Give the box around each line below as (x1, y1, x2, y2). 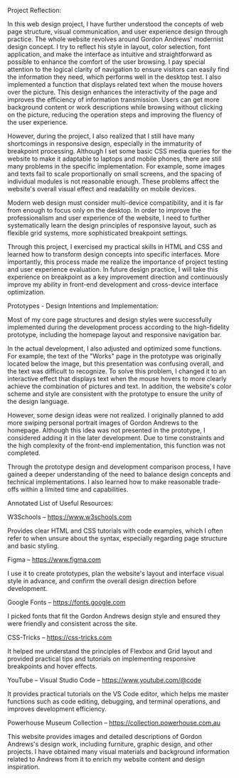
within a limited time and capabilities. (20, 485, 129, 494)
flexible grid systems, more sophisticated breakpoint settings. (7, 229, 188, 237)
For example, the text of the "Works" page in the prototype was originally (7, 352, 222, 360)
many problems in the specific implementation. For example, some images (7, 162, 225, 170)
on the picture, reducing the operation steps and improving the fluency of (7, 110, 223, 119)
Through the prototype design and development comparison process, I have (7, 462, 231, 471)
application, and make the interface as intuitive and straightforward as (7, 50, 212, 58)
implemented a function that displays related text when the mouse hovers (7, 80, 223, 88)
